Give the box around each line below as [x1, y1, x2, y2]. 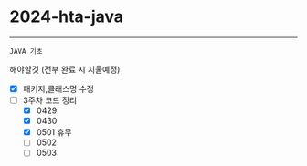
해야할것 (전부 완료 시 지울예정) [9, 64, 121, 75]
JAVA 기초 [9, 47, 43, 56]
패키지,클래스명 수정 [22, 83, 94, 94]
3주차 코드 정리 [22, 95, 78, 106]
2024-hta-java [9, 6, 124, 27]
